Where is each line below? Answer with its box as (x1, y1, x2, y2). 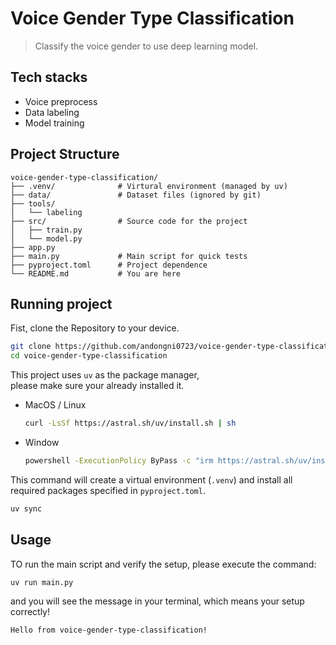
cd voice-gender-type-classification (10, 351, 168, 361)
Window (24, 437, 60, 448)
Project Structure (10, 146, 120, 163)
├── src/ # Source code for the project (10, 216, 248, 226)
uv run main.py (10, 577, 74, 587)
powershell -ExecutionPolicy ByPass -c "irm (24, 456, 214, 466)
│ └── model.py (10, 233, 83, 244)
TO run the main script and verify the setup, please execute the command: (10, 558, 317, 570)
